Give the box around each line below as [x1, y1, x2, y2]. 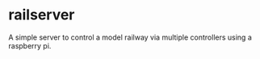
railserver [8, 6, 75, 24]
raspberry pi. [8, 40, 52, 50]
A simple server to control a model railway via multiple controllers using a [8, 32, 253, 42]
